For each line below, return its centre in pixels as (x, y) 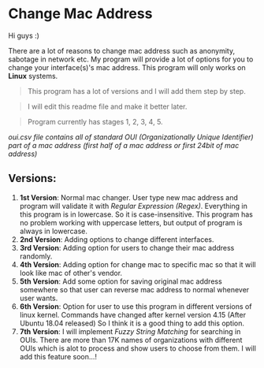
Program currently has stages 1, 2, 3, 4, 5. (95, 121)
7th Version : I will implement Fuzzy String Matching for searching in (130, 331)
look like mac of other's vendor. (71, 273)
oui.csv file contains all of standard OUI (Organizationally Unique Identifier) (131, 137)
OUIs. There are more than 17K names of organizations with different (131, 340)
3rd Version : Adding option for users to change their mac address (127, 247)
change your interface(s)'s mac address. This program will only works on (127, 67)
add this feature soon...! (58, 356)
